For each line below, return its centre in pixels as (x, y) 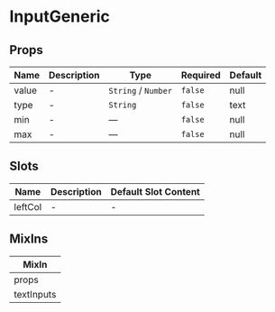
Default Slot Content (155, 191)
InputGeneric (60, 17)
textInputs (35, 294)
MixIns (29, 239)
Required (201, 75)
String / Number (141, 90)
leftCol (28, 206)
